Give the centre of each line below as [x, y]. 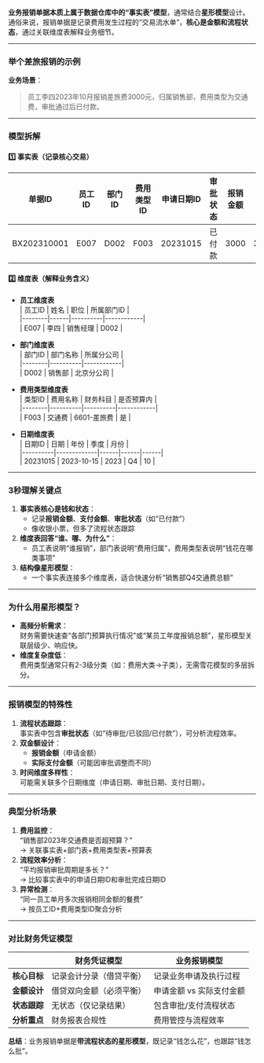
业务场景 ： [26, 80]
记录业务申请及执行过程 [197, 976]
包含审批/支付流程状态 [194, 1006]
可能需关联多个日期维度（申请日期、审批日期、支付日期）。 [114, 782]
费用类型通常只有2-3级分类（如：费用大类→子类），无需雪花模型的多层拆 [137, 665]
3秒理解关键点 [35, 490]
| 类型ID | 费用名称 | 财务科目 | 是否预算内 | [88, 399]
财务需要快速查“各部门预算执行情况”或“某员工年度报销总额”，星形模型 [132, 636]
